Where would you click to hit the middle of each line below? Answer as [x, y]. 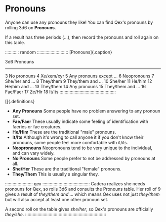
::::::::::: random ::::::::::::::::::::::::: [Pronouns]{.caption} [59, 52]
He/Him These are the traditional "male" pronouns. [64, 132]
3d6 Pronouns [20, 61]
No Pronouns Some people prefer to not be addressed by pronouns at [84, 158]
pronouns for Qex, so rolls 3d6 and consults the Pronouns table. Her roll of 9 [83, 189]
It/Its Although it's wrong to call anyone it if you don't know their [78, 137]
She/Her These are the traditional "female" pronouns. [67, 168]
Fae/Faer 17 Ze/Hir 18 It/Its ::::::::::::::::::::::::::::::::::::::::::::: [61, 92]
